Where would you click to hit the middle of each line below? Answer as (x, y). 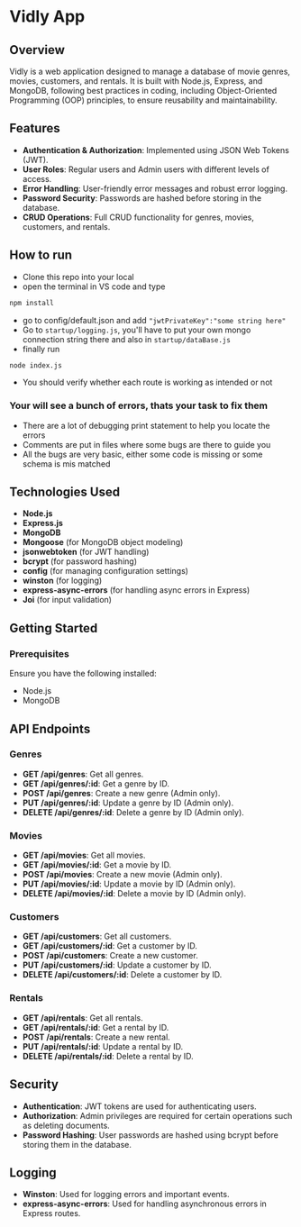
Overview (37, 50)
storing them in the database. (77, 1144)
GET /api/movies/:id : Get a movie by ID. (97, 865)
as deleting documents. (66, 1125)
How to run (41, 255)
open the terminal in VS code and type (94, 286)
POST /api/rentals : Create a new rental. (96, 1037)
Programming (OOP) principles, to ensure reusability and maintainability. (143, 100)
